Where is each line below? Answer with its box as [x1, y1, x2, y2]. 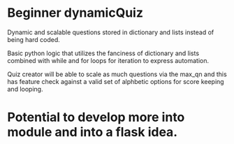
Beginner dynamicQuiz [7, 5, 143, 21]
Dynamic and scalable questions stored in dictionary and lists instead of [7, 28, 214, 36]
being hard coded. [7, 35, 61, 43]
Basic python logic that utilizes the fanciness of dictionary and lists [7, 49, 200, 57]
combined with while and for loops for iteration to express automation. [7, 56, 210, 64]
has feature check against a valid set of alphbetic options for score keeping [7, 77, 225, 85]
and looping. [7, 85, 43, 93]
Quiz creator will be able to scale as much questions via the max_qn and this [7, 70, 227, 78]
